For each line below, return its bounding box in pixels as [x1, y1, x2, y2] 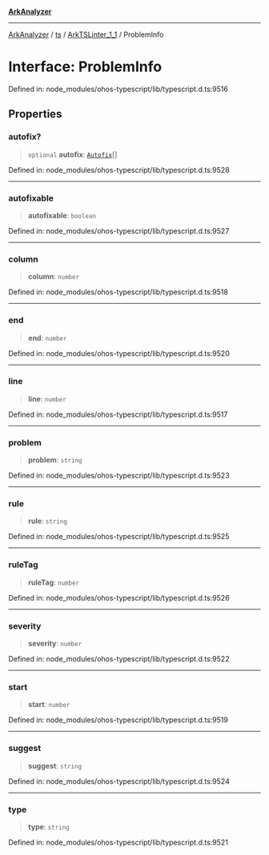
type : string [27, 821, 70, 831]
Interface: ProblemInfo [8, 58, 163, 76]
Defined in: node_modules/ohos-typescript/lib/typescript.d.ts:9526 [8, 593, 230, 602]
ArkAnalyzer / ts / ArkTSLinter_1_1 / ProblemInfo [8, 30, 164, 39]
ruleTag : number [27, 577, 80, 587]
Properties [8, 107, 62, 121]
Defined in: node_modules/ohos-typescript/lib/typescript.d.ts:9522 [8, 654, 230, 663]
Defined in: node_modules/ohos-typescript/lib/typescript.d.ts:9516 [8, 84, 228, 94]
